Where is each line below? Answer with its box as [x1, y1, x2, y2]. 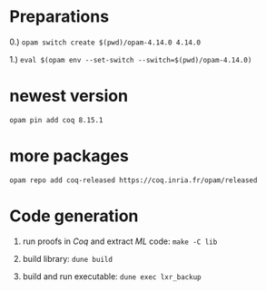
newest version [9, 86, 129, 106]
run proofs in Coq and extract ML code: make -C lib [22, 236, 218, 247]
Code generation [9, 206, 139, 226]
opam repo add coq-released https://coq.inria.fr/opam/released [9, 175, 258, 185]
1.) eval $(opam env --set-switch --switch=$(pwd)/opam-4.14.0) [9, 53, 252, 64]
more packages [9, 146, 129, 167]
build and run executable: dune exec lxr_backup [22, 270, 202, 282]
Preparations [9, 6, 110, 27]
